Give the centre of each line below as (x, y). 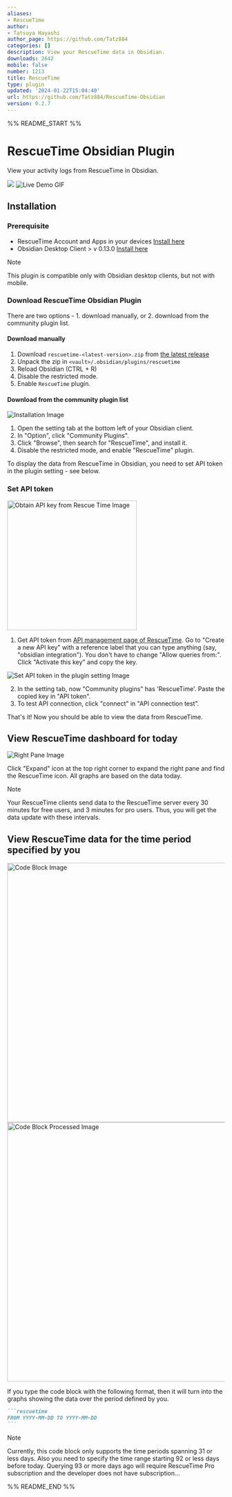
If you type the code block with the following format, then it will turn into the (115, 1392)
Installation (32, 206)
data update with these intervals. (54, 818)
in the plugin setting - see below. (54, 471)
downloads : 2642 (30, 59)
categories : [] (29, 46)
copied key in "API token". (54, 696)
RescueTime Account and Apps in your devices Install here (101, 241)
